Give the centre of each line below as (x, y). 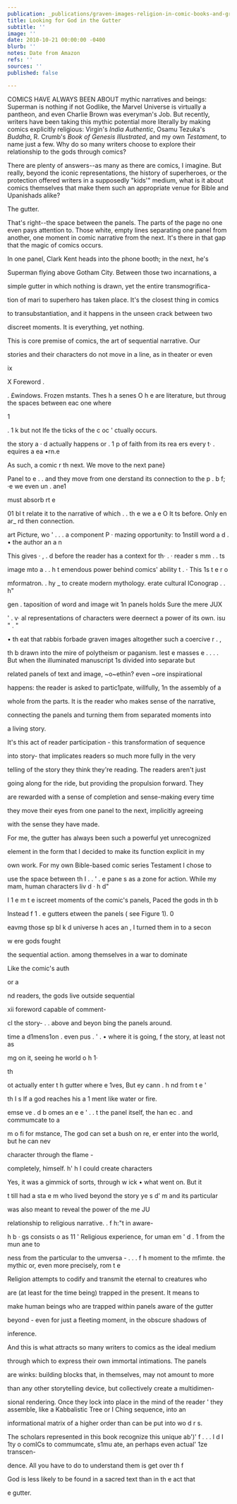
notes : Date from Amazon (44, 54)
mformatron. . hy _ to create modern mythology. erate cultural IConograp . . (116, 583)
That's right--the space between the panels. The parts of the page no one (115, 222)
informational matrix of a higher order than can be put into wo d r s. (105, 1423)
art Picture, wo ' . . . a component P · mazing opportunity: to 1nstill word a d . (118, 534)
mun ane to (24, 1244)
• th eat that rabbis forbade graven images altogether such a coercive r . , (115, 639)
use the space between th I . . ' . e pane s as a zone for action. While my (112, 879)
